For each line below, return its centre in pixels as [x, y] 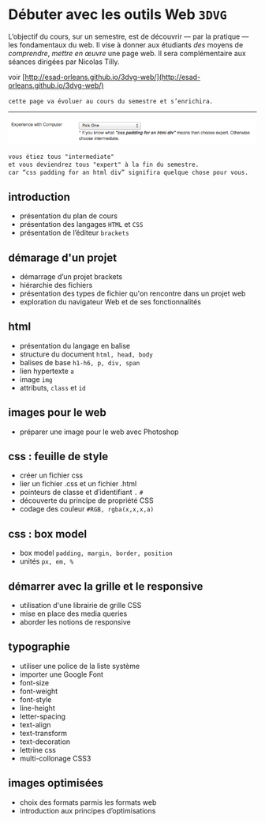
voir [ [17, 77]
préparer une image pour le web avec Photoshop [99, 432]
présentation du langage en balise [75, 345]
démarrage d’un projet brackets [71, 277]
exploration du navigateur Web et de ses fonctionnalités [110, 302]
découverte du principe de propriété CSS [86, 500]
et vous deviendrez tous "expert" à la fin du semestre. [104, 165]
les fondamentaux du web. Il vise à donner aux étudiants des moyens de [126, 44]
